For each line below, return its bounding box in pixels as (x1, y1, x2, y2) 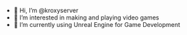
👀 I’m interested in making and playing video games (13, 13, 160, 22)
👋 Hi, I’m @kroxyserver (13, 7, 79, 14)
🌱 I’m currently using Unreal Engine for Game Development (13, 21, 180, 28)
